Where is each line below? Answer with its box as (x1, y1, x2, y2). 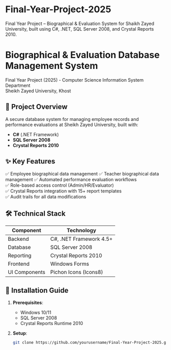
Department (5, 82, 31, 88)
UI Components (8, 269, 45, 276)
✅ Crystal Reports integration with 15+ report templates (5, 188, 122, 194)
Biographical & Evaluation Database (5, 49, 160, 61)
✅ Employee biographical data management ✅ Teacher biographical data (5, 170, 159, 177)
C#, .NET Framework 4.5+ (50, 236, 113, 243)
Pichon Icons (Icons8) (50, 269, 104, 276)
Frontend (8, 260, 30, 267)
